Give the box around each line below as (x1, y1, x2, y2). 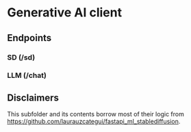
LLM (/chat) (7, 70, 47, 80)
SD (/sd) (7, 53, 36, 62)
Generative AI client (7, 5, 122, 21)
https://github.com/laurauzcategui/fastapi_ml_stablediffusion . (7, 118, 181, 126)
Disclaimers (7, 92, 60, 103)
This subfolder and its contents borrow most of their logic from (7, 110, 185, 118)
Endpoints (7, 32, 52, 44)
